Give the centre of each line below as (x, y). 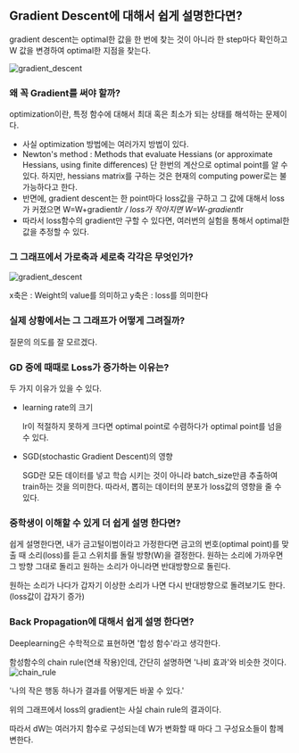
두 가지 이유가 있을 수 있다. (56, 388)
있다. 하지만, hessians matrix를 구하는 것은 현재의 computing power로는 (150, 176)
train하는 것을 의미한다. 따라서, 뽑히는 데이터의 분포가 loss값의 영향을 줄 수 (152, 486)
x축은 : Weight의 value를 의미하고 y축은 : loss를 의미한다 (109, 295)
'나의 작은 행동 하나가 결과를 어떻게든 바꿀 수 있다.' (97, 691)
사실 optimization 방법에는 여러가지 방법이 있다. (105, 145)
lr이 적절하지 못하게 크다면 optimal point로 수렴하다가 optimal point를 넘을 (152, 426)
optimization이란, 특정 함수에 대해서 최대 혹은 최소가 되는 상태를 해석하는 (137, 114)
